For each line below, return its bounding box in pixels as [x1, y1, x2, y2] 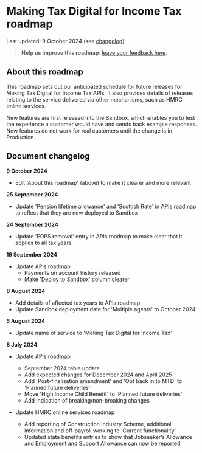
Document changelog [6, 151, 90, 162]
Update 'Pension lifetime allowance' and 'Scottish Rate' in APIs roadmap [15, 202, 197, 210]
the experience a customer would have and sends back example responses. [6, 120, 197, 128]
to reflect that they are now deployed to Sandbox [15, 209, 138, 216]
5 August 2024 [6, 317, 46, 325]
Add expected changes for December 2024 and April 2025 [24, 371, 172, 378]
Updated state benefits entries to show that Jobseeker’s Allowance [24, 433, 193, 440]
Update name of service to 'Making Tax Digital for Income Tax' [15, 329, 172, 336]
